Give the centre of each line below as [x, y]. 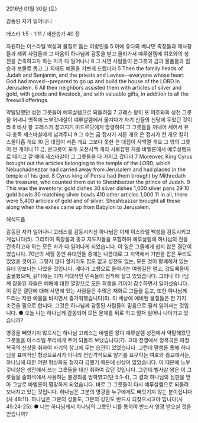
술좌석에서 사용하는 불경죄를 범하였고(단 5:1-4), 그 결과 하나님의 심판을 [103, 377]
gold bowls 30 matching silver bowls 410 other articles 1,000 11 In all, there [97, 194]
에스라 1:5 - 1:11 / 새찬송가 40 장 [43, 34]
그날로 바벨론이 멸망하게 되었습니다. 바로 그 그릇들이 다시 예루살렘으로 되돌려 [100, 384]
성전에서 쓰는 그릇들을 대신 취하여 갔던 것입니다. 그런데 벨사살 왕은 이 [106, 370]
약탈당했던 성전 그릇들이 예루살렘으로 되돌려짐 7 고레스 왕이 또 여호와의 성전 [94, 112]
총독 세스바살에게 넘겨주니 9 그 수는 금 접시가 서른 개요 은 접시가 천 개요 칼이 [100, 134]
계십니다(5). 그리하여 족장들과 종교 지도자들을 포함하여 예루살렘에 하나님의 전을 [97, 239]
